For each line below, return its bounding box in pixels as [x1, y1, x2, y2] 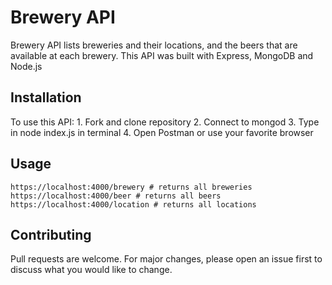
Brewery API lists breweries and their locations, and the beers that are [10, 39, 298, 51]
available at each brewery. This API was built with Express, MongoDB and [10, 49, 314, 61]
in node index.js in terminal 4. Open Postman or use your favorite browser [10, 126, 314, 138]
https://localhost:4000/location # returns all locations [10, 199, 257, 210]
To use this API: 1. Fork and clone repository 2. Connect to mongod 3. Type [10, 116, 320, 128]
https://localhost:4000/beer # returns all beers [10, 191, 222, 201]
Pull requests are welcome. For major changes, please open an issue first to [10, 253, 323, 265]
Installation [10, 89, 82, 106]
